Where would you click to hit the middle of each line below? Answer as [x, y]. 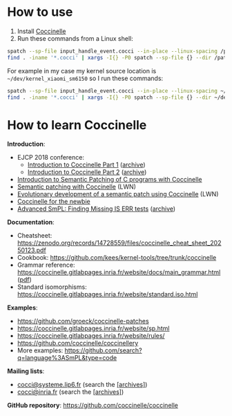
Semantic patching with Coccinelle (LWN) [77, 187]
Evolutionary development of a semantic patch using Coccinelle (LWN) [118, 194]
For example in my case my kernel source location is [82, 70]
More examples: [40, 350]
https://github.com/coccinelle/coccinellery [78, 343]
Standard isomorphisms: [52, 287]
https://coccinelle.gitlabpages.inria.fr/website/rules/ [91, 336]
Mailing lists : [26, 371]
